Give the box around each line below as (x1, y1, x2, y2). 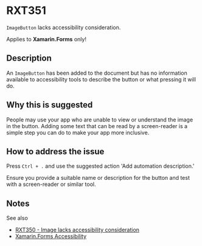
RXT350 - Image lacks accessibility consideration (15, 226, 140, 234)
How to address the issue (6, 146, 105, 157)
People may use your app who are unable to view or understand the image (6, 116, 193, 123)
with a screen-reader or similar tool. (6, 180, 96, 188)
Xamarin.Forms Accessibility (15, 233, 87, 240)
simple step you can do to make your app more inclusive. (6, 129, 150, 136)
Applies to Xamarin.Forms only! (6, 35, 87, 43)
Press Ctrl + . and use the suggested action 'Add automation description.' (6, 162, 195, 170)
